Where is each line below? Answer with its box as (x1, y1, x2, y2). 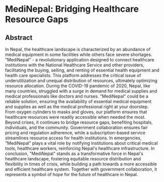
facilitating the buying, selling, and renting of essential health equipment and (5, 67, 160, 73)
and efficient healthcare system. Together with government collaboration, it (5, 166, 157, 172)
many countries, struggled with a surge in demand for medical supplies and (5, 88, 158, 94)
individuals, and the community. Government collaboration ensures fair (5, 125, 148, 130)
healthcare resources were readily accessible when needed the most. (5, 114, 146, 120)
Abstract (5, 33, 33, 42)
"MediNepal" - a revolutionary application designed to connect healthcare (5, 57, 154, 62)
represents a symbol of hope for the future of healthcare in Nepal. (5, 172, 138, 177)
